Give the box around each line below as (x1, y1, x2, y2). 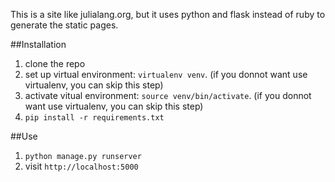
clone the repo (24, 58, 86, 69)
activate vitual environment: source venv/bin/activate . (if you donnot (24, 90, 312, 101)
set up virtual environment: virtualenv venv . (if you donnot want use (24, 69, 308, 80)
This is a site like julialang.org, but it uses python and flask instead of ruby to (10, 9, 326, 20)
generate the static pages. (10, 19, 119, 31)
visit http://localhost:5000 (24, 160, 139, 172)
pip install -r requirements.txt (24, 113, 165, 123)
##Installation (10, 39, 67, 50)
